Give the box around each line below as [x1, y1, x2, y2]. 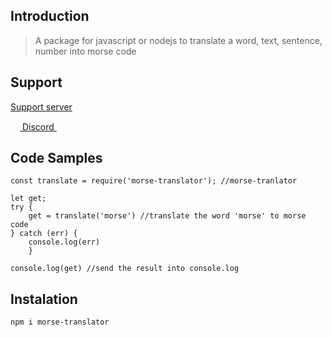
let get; [10, 194, 47, 204]
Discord [21, 120, 55, 133]
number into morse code [34, 45, 137, 57]
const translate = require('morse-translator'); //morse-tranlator [10, 176, 298, 186]
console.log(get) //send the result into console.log [10, 264, 240, 274]
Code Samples [10, 150, 103, 167]
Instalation [10, 290, 78, 308]
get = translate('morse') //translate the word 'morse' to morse [28, 211, 307, 221]
